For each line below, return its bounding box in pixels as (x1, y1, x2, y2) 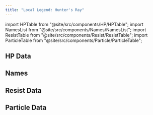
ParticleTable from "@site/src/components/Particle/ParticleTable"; (5, 37, 142, 43)
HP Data (5, 52, 31, 61)
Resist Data (5, 86, 42, 95)
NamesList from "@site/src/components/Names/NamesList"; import (5, 26, 146, 33)
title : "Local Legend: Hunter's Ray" (5, 7, 85, 13)
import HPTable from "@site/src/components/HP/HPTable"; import (5, 21, 143, 27)
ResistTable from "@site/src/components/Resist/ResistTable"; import (5, 32, 148, 38)
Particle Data (5, 103, 47, 112)
